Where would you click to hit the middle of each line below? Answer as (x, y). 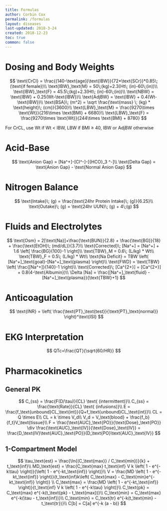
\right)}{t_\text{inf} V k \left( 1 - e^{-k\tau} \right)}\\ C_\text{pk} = (84, 488)
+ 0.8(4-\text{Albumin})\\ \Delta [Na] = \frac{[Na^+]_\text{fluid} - (84, 272)
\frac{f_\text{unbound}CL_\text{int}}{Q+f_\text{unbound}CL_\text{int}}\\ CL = (84, 412)
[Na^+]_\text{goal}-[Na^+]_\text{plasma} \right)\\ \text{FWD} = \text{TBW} (84, 261)
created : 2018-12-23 (27, 33)
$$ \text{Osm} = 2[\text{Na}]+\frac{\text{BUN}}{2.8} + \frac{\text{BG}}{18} (84, 240)
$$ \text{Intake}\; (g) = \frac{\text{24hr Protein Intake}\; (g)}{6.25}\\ (84, 201)
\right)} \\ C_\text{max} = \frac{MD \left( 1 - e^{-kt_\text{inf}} (97, 482)
